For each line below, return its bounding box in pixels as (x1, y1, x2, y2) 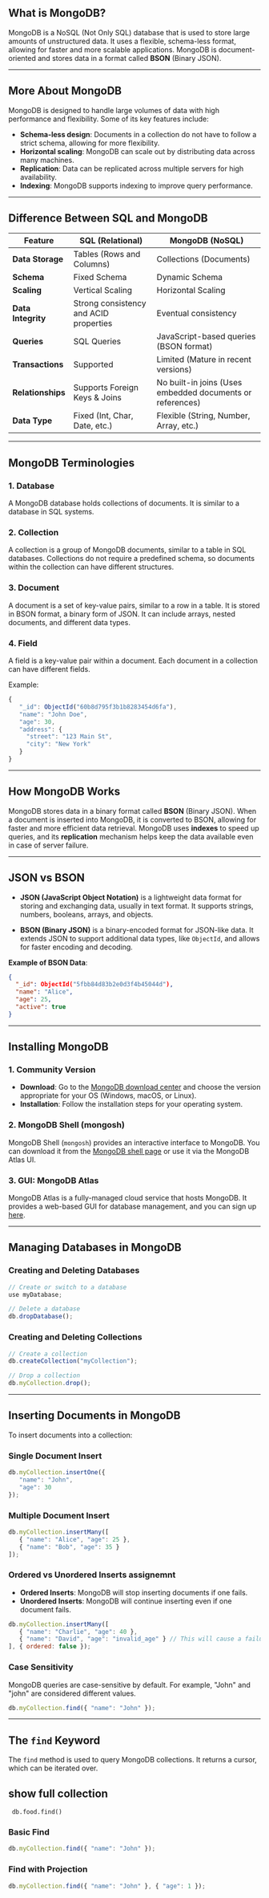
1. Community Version (8, 1064, 96, 1075)
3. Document (8, 582, 60, 593)
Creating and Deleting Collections (8, 1331, 143, 1343)
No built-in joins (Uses (156, 377, 243, 388)
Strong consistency (73, 298, 147, 309)
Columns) (73, 258, 110, 270)
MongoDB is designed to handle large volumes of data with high (8, 105, 220, 115)
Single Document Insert (8, 1450, 102, 1461)
